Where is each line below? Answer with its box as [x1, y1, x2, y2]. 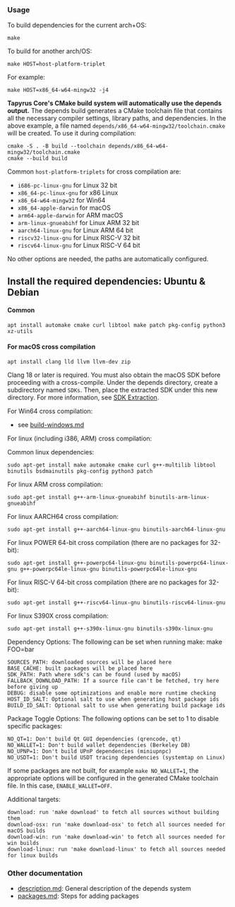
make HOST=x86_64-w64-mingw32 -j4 [7, 87, 109, 94]
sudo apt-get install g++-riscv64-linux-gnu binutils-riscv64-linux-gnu [7, 599, 226, 606]
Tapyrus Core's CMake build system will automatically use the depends [7, 99, 222, 107]
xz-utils [7, 328, 33, 335]
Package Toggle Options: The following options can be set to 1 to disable [7, 714, 219, 723]
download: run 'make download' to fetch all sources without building [7, 809, 219, 816]
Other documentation [7, 868, 83, 878]
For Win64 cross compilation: [7, 407, 93, 416]
